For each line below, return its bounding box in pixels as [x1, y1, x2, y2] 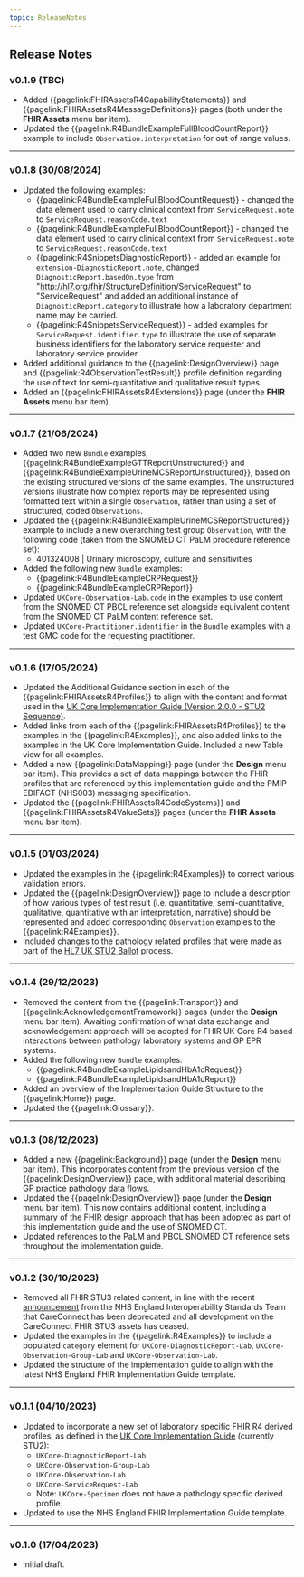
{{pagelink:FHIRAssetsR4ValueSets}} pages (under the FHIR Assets [22, 807, 276, 818]
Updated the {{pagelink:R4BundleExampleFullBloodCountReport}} [22, 123, 269, 134]
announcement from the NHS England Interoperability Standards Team [22, 1302, 287, 1313]
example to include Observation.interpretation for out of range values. [22, 133, 291, 144]
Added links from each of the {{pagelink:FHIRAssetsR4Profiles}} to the [22, 720, 287, 731]
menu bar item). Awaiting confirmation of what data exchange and [22, 1015, 270, 1027]
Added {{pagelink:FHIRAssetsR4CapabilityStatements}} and [22, 94, 247, 105]
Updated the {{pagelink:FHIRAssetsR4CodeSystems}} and [22, 797, 241, 808]
